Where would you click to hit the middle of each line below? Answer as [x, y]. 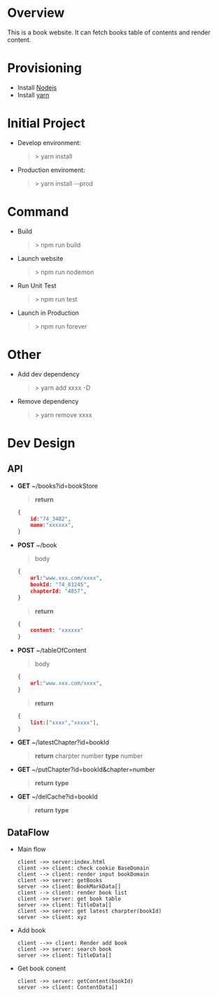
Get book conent [42, 968]
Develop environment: [49, 142]
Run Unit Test [37, 285]
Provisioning [45, 68]
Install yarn [33, 95]
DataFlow [28, 832]
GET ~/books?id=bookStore [58, 486]
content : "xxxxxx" [57, 630]
